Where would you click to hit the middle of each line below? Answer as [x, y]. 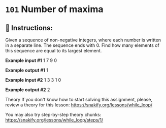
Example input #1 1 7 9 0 [31, 60]
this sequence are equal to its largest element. [54, 51]
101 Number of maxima [54, 9]
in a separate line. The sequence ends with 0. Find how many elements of [82, 45]
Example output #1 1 [27, 70]
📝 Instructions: [29, 28]
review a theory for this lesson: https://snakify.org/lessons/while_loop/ [79, 105]
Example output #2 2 [28, 90]
